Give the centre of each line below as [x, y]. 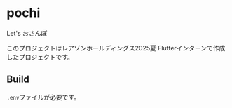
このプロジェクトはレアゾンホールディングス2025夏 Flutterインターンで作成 [116, 48]
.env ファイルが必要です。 [43, 97]
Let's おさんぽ [27, 33]
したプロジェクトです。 [40, 57]
